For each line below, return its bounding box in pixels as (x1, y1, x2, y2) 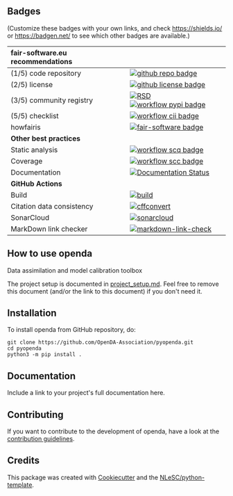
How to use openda (7, 248, 92, 259)
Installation (7, 307, 57, 319)
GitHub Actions (10, 179, 62, 189)
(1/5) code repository (10, 68, 82, 78)
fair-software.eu (10, 48, 67, 58)
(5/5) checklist (10, 111, 59, 120)
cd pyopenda (7, 345, 42, 352)
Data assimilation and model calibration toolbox (7, 266, 143, 274)
